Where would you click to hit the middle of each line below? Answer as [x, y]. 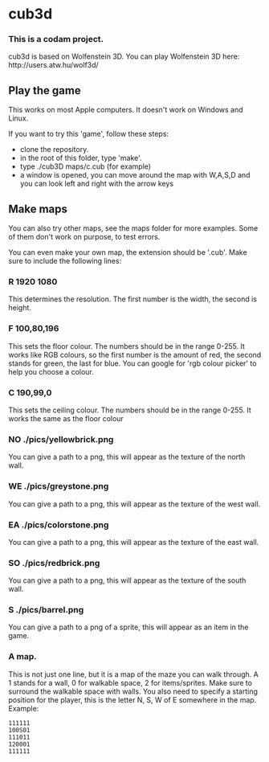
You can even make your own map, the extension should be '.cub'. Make [128, 252]
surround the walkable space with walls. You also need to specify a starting [133, 691]
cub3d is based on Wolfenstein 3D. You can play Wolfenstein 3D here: [124, 56]
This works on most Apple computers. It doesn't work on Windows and [126, 110]
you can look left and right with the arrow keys [97, 184]
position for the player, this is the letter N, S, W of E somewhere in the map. [132, 699]
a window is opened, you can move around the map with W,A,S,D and [135, 175]
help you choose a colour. [51, 371]
